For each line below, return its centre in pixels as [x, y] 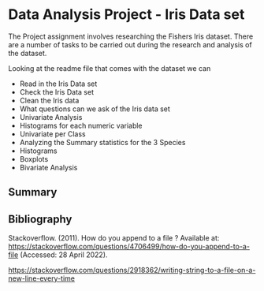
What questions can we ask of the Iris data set [95, 109]
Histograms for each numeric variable [81, 125]
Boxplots [34, 159]
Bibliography [40, 219]
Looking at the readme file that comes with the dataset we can [110, 68]
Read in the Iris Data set [58, 84]
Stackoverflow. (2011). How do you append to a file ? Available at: [114, 238]
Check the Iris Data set [57, 91]
